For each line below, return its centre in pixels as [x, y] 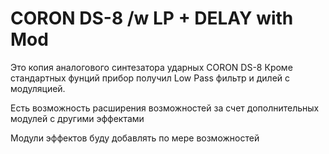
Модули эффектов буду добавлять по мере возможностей [135, 138]
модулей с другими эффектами [77, 118]
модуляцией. [38, 88]
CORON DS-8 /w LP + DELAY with [152, 18]
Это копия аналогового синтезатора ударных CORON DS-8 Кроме [151, 67]
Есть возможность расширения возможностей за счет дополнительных [165, 108]
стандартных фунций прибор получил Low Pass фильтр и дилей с [150, 78]
